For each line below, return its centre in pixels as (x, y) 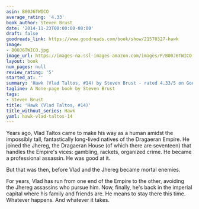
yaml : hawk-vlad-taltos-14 (39, 116)
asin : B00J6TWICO (28, 12)
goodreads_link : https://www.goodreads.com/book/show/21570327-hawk (92, 39)
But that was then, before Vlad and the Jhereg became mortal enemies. (93, 170)
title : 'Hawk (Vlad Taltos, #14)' (49, 105)
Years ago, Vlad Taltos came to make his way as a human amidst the (90, 133)
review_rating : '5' (30, 72)
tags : (13, 94)
